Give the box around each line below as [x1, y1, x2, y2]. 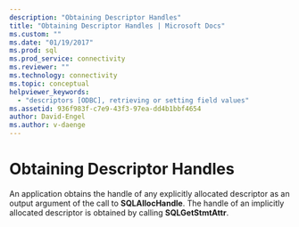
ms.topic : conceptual [9, 79, 90, 88]
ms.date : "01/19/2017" [9, 37, 94, 47]
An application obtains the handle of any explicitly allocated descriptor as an [9, 188, 290, 199]
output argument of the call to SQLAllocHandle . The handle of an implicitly [9, 198, 285, 208]
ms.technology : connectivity [9, 71, 118, 80]
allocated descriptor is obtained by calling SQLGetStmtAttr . [9, 207, 229, 218]
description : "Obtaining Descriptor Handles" [9, 12, 181, 22]
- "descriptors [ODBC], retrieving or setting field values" [17, 95, 250, 105]
